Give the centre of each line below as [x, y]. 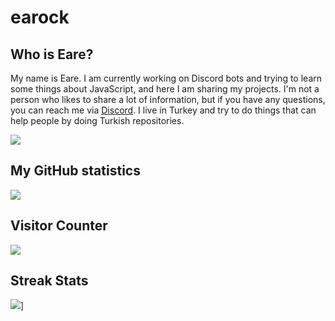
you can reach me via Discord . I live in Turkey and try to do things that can [163, 110]
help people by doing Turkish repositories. [97, 120]
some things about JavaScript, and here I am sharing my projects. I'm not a [165, 89]
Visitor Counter [59, 226]
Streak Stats [49, 281]
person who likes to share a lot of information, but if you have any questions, [168, 99]
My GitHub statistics [75, 171]
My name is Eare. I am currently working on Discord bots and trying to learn [166, 78]
